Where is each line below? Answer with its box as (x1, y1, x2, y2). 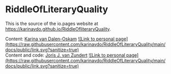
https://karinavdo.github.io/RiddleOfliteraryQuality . (5, 26, 111, 32)
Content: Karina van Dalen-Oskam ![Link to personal (5, 36, 115, 42)
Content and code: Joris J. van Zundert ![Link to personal (5, 52, 126, 58)
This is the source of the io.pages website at (5, 20, 98, 27)
